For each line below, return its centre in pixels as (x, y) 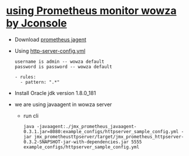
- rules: (25, 77)
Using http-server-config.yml (50, 50)
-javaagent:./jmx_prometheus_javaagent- (87, 126)
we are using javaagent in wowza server (63, 104)
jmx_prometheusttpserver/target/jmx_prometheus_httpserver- (109, 137)
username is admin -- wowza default (59, 62)
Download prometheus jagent (50, 39)
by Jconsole (37, 23)
